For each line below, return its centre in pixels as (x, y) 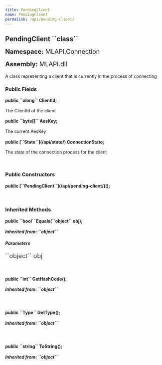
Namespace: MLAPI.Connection (53, 51)
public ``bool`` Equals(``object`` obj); (44, 221)
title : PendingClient (28, 10)
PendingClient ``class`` (42, 39)
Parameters (18, 243)
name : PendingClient (27, 15)
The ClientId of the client (30, 110)
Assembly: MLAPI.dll (36, 64)
